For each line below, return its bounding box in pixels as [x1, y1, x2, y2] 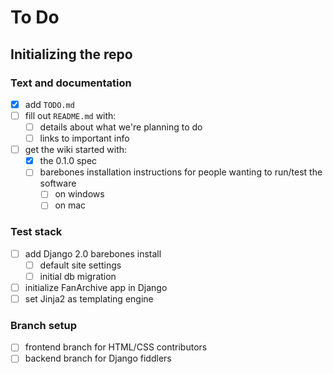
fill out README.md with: [24, 109, 117, 121]
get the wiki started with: [24, 144, 128, 156]
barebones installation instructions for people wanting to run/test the [39, 166, 323, 178]
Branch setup [10, 318, 78, 332]
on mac [54, 199, 87, 211]
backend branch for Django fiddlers [24, 352, 172, 365]
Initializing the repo [10, 46, 133, 63]
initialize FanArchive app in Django [24, 281, 168, 293]
